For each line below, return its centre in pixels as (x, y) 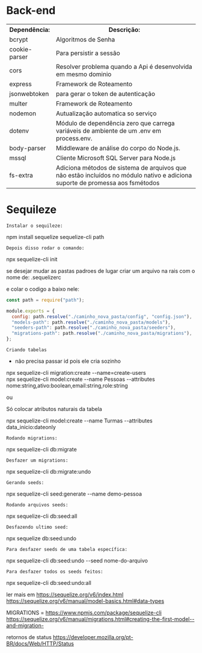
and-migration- (25, 626)
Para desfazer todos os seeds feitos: (55, 572)
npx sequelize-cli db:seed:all (42, 516)
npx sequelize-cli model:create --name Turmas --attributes (79, 421)
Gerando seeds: (25, 483)
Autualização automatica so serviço (106, 113)
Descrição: (124, 30)
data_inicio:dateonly (31, 427)
